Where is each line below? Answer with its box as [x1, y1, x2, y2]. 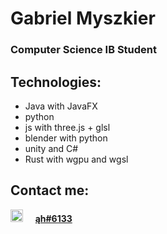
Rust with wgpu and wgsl [24, 153, 129, 165]
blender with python [24, 132, 108, 144]
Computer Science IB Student [10, 43, 158, 57]
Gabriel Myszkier [10, 7, 156, 30]
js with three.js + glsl [24, 121, 111, 133]
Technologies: [10, 73, 102, 91]
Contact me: [10, 182, 90, 199]
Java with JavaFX [24, 100, 98, 112]
